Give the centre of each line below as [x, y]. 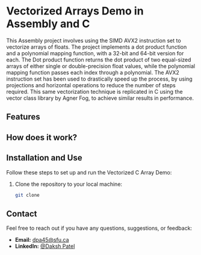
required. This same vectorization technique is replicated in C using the [94, 91]
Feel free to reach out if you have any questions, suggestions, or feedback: [99, 228]
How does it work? [42, 137]
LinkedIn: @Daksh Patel [45, 246]
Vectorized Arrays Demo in [75, 11]
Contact [22, 214]
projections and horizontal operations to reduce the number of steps [91, 85]
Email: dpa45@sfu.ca [42, 240]
